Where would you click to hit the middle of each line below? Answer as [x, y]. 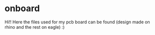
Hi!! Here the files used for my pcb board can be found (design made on [77, 22]
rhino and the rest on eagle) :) [35, 27]
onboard [22, 9]
